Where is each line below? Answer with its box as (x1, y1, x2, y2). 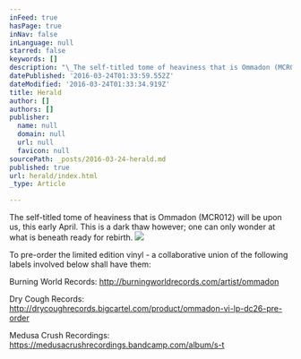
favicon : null (17, 146, 70, 155)
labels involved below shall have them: (9, 259, 151, 269)
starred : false (9, 47, 66, 56)
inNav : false (9, 30, 58, 38)
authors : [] (9, 105, 54, 114)
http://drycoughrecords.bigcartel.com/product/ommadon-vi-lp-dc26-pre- (9, 303, 283, 314)
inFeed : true (9, 13, 58, 22)
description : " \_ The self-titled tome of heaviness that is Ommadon (9, 64, 271, 73)
